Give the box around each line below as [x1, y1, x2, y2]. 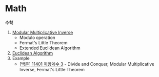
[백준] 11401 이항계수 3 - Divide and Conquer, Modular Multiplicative [19, 61, 155, 67]
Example [12, 55, 30, 61]
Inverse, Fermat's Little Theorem [19, 66, 85, 72]
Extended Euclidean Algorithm [19, 45, 80, 51]
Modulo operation [19, 35, 56, 40]
